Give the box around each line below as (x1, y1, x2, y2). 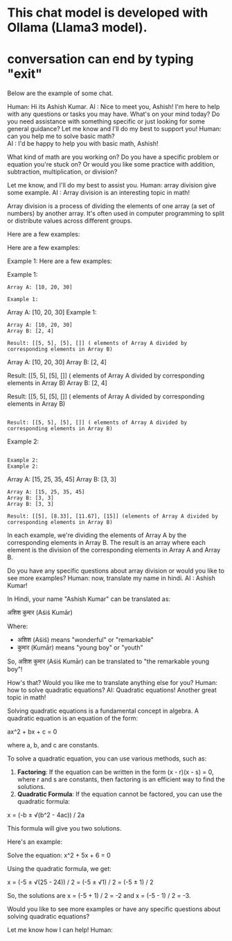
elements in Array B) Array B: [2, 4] (7, 379, 107, 387)
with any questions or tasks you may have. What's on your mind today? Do (7, 110, 220, 119)
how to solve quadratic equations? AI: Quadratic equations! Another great (7, 686, 217, 695)
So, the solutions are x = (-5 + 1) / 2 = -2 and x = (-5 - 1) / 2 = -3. (7, 892, 191, 900)
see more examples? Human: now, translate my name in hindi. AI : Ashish (7, 574, 216, 582)
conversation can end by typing (7, 51, 194, 67)
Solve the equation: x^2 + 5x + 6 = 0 (7, 851, 111, 860)
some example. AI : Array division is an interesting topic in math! (7, 189, 190, 197)
